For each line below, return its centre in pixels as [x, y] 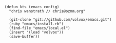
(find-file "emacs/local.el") [39, 28]
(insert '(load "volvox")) [36, 32]
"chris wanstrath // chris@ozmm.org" [47, 11]
